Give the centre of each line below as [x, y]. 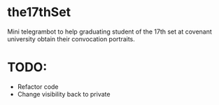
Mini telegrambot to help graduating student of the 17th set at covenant [109, 31]
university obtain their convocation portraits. [71, 38]
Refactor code [38, 86]
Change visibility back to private [64, 94]
